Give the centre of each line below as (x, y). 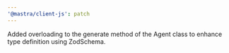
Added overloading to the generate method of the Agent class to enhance (115, 34)
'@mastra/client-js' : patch (49, 14)
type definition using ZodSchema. (57, 41)
